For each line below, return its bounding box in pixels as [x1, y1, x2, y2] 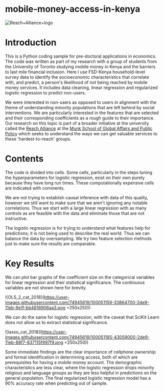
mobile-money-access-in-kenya [5, 3, 141, 15]
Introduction [5, 37, 57, 48]
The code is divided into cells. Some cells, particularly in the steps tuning [5, 169, 153, 175]
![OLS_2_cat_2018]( [5, 294, 44, 300]
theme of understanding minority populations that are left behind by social [5, 104, 155, 110]
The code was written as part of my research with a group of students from [5, 58, 157, 64]
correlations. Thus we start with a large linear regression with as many [5, 205, 147, 211]
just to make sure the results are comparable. [5, 241, 96, 246]
